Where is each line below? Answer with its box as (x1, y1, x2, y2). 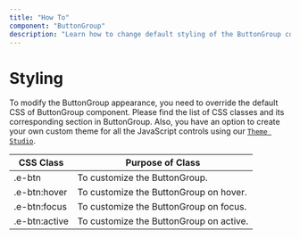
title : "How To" (9, 12, 70, 22)
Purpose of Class (125, 157, 201, 169)
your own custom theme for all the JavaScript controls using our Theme (9, 126, 268, 136)
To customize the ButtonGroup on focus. (77, 201, 247, 213)
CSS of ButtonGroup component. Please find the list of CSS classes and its (9, 107, 285, 118)
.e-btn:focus (13, 201, 67, 213)
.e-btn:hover (13, 186, 68, 199)
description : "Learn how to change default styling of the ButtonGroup (9, 29, 281, 38)
